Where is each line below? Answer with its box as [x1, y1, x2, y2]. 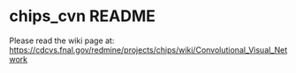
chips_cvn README [9, 6, 156, 26]
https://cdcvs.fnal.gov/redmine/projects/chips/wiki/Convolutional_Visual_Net [9, 44, 288, 55]
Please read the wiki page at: [9, 35, 115, 46]
